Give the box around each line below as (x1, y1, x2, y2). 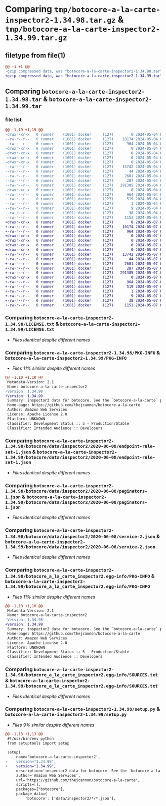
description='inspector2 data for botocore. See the (16, 768, 127, 773)
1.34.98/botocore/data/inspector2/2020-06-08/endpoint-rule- (5, 444, 156, 449)
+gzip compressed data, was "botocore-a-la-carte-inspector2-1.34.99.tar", (5, 73, 165, 78)
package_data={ (16, 792, 48, 797)
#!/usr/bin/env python (7, 736, 54, 741)
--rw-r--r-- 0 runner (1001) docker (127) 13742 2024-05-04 (5, 165, 158, 170)
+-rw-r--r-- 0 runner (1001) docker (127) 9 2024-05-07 (5, 293, 158, 298)
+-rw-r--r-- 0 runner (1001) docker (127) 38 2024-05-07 (5, 298, 158, 303)
